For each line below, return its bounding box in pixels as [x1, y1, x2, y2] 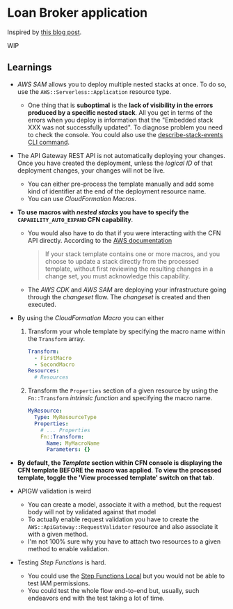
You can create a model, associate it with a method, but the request [27, 500, 222, 509]
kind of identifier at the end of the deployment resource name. [27, 187, 207, 196]
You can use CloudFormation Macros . [27, 194, 137, 203]
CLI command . [27, 138, 70, 146]
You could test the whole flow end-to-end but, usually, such [27, 587, 200, 595]
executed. [27, 300, 57, 308]
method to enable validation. [27, 545, 110, 553]
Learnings [7, 61, 52, 74]
